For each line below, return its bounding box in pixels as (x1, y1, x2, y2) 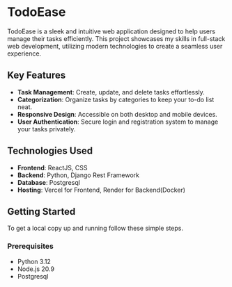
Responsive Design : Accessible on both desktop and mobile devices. (17, 110, 217, 118)
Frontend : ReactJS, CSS (17, 163, 88, 172)
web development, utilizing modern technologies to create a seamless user (7, 42, 223, 50)
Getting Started (7, 206, 76, 218)
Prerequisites (7, 241, 54, 251)
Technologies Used (7, 145, 93, 157)
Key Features (7, 69, 66, 81)
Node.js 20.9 (17, 265, 54, 273)
